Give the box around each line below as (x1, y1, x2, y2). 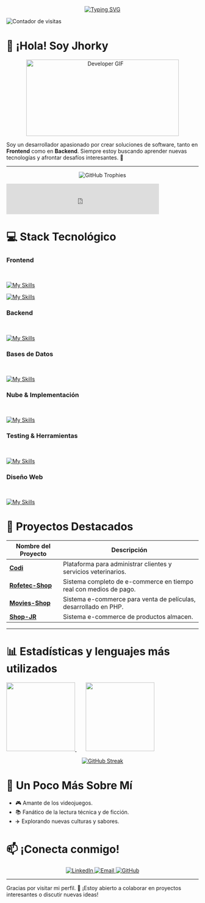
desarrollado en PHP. (63, 602, 124, 611)
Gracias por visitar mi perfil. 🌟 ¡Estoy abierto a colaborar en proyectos (6, 884, 182, 891)
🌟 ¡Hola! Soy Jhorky (6, 39, 109, 53)
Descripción (111, 546, 148, 554)
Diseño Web (6, 472, 43, 481)
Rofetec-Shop (9, 581, 52, 590)
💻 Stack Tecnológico (6, 230, 117, 244)
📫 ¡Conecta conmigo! (6, 842, 120, 856)
